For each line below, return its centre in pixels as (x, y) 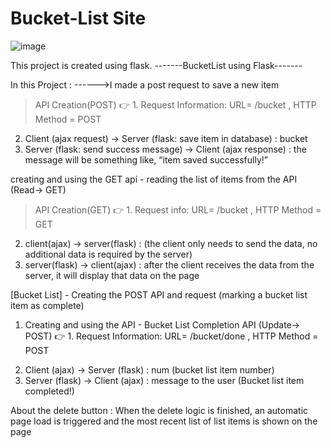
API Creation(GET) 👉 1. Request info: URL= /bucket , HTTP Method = (178, 209)
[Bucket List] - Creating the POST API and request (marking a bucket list (159, 294)
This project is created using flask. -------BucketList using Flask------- (156, 65)
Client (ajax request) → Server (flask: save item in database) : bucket (166, 138)
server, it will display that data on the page (112, 275)
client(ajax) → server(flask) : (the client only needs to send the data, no (171, 243)
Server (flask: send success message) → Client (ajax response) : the (165, 149)
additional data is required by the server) (108, 254)
